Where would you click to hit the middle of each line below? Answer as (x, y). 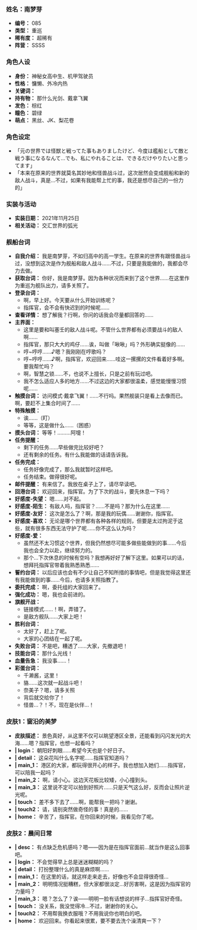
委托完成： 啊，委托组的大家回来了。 (59, 587)
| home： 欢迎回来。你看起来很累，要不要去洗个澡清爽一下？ (88, 921)
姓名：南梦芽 (24, 9)
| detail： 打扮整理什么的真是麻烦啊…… (62, 869)
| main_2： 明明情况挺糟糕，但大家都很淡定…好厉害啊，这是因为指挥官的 (103, 884)
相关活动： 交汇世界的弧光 (46, 225)
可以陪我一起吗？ (35, 772)
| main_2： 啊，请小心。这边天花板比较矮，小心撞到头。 (82, 780)
